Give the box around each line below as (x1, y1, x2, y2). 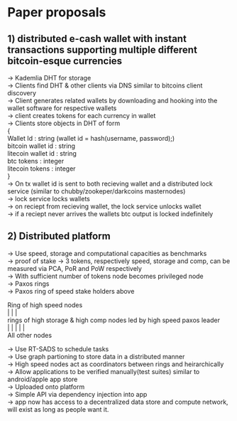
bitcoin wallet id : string (7, 142, 76, 150)
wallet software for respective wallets (7, 104, 117, 112)
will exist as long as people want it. (7, 405, 109, 413)
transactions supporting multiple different (7, 43, 197, 55)
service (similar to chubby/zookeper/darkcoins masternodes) (7, 187, 186, 196)
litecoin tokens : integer (7, 164, 76, 173)
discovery (7, 89, 37, 97)
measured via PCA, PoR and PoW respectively (7, 264, 142, 272)
